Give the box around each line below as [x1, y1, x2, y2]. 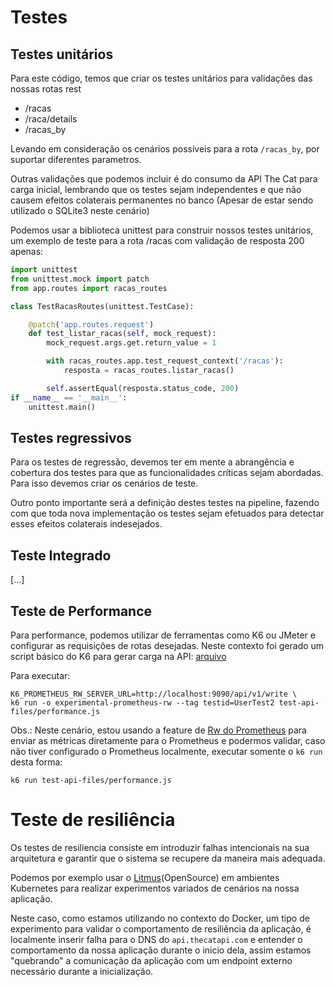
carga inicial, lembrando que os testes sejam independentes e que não [10, 184, 302, 195]
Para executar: [10, 669, 71, 681]
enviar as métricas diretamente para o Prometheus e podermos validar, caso [10, 734, 326, 746]
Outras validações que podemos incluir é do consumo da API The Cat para [10, 173, 318, 185]
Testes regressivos [10, 429, 132, 446]
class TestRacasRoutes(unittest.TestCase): [10, 301, 195, 311]
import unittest [10, 265, 78, 275]
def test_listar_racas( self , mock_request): [28, 329, 217, 339]
